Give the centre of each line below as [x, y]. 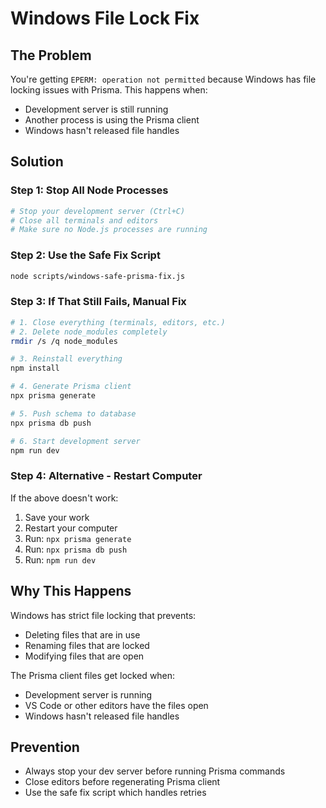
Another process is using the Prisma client [112, 120]
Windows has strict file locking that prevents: [103, 615]
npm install [35, 368]
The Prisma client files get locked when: [93, 675]
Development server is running [88, 694]
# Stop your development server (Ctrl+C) [98, 211]
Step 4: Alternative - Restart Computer [106, 476]
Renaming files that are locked [87, 645]
